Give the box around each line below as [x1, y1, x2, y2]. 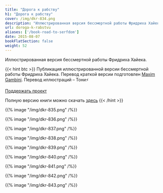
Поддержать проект [5, 88, 47, 94]
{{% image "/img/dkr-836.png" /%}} [5, 116, 78, 122]
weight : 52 [5, 43, 27, 48]
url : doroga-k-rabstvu [5, 25, 51, 30]
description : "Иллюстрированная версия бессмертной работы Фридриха [5, 20, 147, 26]
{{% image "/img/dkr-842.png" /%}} [5, 173, 78, 178]
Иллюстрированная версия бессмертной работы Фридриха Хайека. [5, 56, 147, 62]
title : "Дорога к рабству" [5, 7, 60, 12]
